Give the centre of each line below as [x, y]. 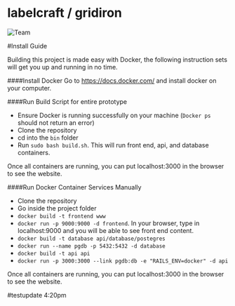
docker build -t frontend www [62, 216]
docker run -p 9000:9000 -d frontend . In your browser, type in [108, 223]
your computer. [29, 88]
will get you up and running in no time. [62, 67]
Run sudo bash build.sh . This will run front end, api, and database [113, 145]
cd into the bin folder [48, 138]
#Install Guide [27, 46]
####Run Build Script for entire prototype [67, 101]
